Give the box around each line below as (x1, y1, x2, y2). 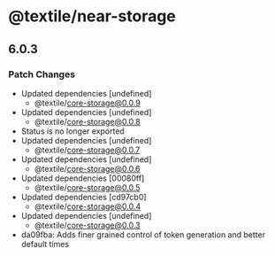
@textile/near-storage (8, 6, 176, 27)
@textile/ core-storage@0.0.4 (34, 201, 141, 212)
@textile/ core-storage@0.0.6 (34, 163, 141, 174)
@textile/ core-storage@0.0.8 (34, 116, 141, 127)
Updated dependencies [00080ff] (20, 173, 145, 183)
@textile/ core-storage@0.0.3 (34, 220, 141, 230)
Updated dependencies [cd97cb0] (20, 191, 147, 202)
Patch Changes (8, 68, 76, 81)
